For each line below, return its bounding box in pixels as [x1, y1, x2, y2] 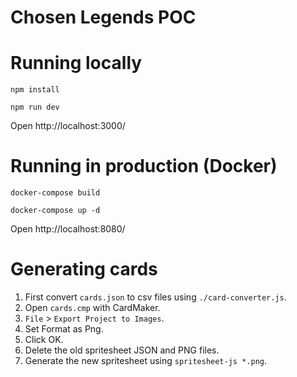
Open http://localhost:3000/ [10, 120, 126, 132]
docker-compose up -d [10, 206, 101, 216]
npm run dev [10, 102, 60, 113]
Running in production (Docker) [10, 155, 278, 178]
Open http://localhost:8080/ [10, 223, 126, 235]
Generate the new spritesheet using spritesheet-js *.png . [24, 355, 268, 366]
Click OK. [24, 334, 64, 345]
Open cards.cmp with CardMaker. [24, 302, 161, 313]
